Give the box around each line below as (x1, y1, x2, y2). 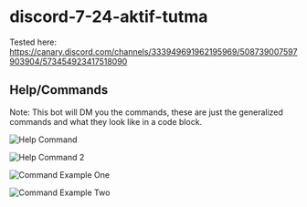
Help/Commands (9, 82, 109, 98)
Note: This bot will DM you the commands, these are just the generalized (9, 107, 283, 118)
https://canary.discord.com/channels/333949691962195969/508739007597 (9, 46, 298, 57)
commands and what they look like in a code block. (9, 116, 203, 127)
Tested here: (9, 36, 58, 47)
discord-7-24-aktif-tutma (9, 6, 208, 27)
